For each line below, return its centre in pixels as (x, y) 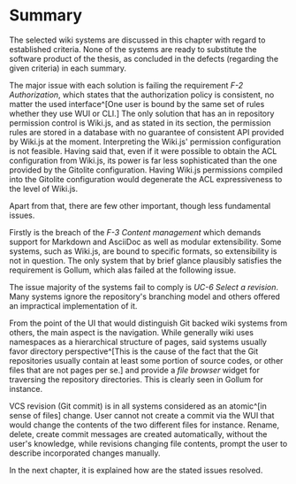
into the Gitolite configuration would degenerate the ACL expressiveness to (146, 179)
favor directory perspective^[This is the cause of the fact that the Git (134, 351)
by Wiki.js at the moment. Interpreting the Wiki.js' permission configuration (145, 142)
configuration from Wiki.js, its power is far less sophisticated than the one (143, 160)
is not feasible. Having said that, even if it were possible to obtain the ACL (143, 150)
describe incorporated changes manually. (85, 453)
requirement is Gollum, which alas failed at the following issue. (123, 270)
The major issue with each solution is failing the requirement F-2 (126, 85)
